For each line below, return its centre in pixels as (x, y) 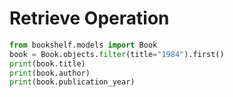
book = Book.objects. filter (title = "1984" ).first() (117, 54)
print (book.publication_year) (72, 82)
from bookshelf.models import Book (83, 45)
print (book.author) (50, 73)
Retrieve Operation (89, 18)
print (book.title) (47, 63)
